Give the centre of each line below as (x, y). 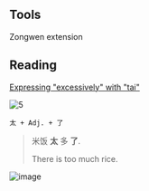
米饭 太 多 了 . (56, 140)
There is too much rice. (75, 158)
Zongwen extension (46, 36)
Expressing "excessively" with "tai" (74, 87)
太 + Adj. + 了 (37, 123)
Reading (33, 66)
